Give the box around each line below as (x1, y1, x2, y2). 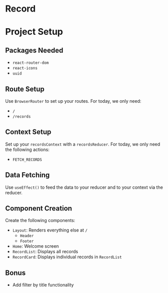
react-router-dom (12, 60, 49, 65)
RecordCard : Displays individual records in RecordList (12, 254, 122, 260)
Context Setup (5, 128, 52, 136)
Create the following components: (5, 217, 75, 224)
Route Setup (5, 85, 45, 93)
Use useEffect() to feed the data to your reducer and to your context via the (5, 184, 163, 190)
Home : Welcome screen (12, 243, 59, 249)
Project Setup (5, 26, 64, 38)
